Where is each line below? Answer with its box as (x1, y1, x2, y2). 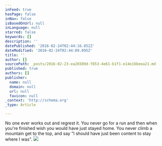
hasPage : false (5, 12, 36, 17)
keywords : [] (5, 35, 32, 40)
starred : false (5, 30, 36, 35)
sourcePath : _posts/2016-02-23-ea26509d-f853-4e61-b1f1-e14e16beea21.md (5, 62, 156, 66)
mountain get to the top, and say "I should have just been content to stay (5, 130, 151, 136)
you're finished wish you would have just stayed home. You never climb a (5, 125, 153, 131)
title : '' (5, 52, 25, 58)
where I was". (5, 136, 33, 142)
